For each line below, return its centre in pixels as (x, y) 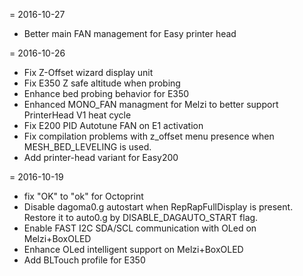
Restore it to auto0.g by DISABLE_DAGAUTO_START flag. (141, 217)
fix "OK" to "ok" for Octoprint (83, 196)
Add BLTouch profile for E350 (84, 260)
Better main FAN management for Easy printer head (130, 33)
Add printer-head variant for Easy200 (101, 157)
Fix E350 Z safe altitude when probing (102, 83)
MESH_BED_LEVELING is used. (87, 147)
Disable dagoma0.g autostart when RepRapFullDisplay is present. (158, 207)
